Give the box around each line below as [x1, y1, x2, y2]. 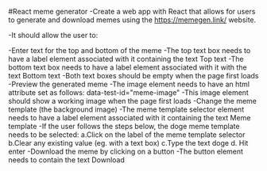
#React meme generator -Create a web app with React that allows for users [8, 7, 256, 16]
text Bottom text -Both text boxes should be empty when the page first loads [8, 71, 259, 80]
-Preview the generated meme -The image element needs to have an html [8, 79, 250, 89]
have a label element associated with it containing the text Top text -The [8, 55, 244, 63]
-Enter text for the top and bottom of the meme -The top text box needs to [8, 46, 251, 55]
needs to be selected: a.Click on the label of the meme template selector [8, 130, 246, 139]
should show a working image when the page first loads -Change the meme [8, 97, 257, 105]
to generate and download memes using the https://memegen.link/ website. [8, 15, 257, 25]
